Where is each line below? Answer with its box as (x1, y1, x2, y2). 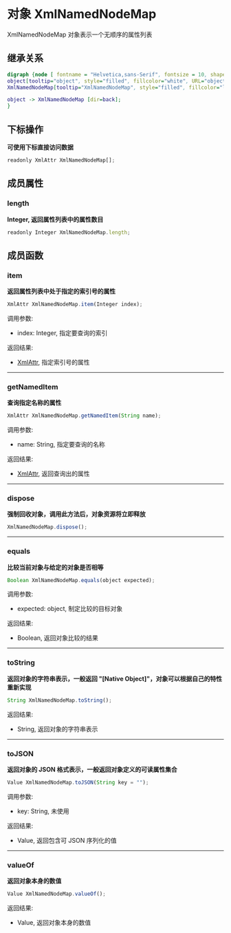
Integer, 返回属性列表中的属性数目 (7, 215, 104, 224)
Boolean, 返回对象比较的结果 (16, 634, 98, 642)
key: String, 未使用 (16, 806, 70, 815)
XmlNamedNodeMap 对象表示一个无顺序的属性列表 (7, 30, 153, 39)
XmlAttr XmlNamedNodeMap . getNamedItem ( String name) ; (7, 412, 162, 420)
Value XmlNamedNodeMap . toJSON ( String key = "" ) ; (7, 779, 149, 786)
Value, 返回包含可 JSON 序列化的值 (16, 836, 117, 844)
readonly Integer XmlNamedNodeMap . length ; (7, 228, 131, 236)
